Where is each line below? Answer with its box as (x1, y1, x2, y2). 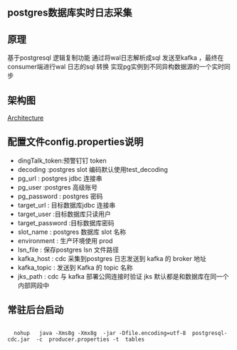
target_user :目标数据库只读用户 (17, 210, 112, 218)
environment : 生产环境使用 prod (17, 236, 113, 245)
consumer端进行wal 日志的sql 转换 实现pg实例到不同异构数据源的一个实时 (7, 63, 225, 71)
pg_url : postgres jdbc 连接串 (17, 174, 102, 182)
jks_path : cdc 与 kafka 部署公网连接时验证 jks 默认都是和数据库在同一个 (17, 272, 229, 280)
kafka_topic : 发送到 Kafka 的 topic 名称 (17, 263, 133, 272)
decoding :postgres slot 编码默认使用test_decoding (17, 165, 169, 173)
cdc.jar (7, 336, 31, 343)
